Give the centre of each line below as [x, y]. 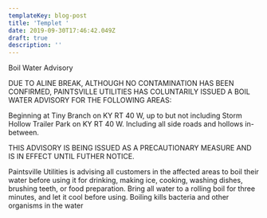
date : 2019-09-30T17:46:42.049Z [62, 30]
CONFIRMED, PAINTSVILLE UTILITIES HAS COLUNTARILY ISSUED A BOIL [130, 91]
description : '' [35, 45]
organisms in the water [46, 206]
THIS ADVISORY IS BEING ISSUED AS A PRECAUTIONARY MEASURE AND [130, 148]
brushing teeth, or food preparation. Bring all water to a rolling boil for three [132, 189]
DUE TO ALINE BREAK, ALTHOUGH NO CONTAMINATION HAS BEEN [121, 84]
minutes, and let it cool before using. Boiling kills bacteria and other [119, 197]
